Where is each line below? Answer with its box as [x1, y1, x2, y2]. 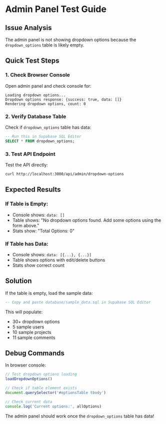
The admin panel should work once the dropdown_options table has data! [5, 413, 154, 419]
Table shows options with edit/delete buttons [12, 257, 105, 263]
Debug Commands [5, 349, 65, 357]
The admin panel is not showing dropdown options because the [5, 37, 136, 43]
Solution [5, 277, 32, 285]
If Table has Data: [5, 240, 48, 247]
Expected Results [5, 185, 61, 194]
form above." [12, 222, 39, 228]
